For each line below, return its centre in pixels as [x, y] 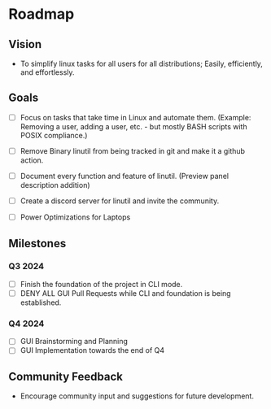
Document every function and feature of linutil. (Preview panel [125, 176]
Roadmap [42, 14]
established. [41, 302]
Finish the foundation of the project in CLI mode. [101, 284]
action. [32, 160]
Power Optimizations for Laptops [75, 217]
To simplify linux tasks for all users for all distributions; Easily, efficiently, [141, 63]
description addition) [55, 185]
